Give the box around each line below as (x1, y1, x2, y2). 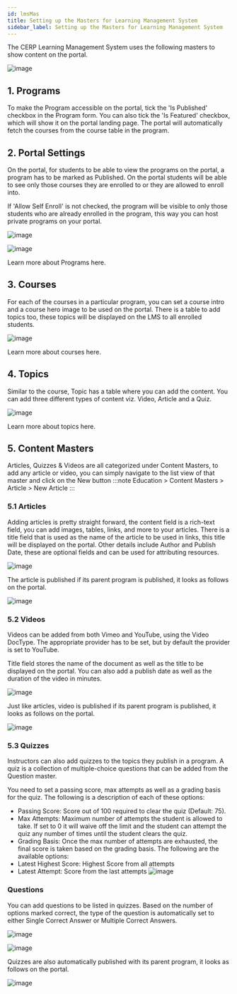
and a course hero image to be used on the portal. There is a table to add (7, 305, 221, 313)
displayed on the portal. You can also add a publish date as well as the (7, 667, 212, 676)
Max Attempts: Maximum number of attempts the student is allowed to (17, 815, 223, 823)
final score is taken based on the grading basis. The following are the (17, 844, 219, 853)
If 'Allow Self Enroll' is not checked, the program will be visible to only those (7, 202, 228, 210)
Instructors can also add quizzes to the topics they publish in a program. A (7, 756, 224, 766)
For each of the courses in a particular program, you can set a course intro (7, 297, 225, 306)
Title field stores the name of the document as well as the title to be (7, 659, 204, 668)
